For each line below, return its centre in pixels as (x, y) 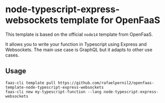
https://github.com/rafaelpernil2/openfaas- (106, 83)
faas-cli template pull (31, 83)
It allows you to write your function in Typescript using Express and (76, 44)
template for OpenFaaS (110, 20)
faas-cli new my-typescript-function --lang (53, 92)
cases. (12, 55)
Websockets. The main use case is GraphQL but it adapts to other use (79, 49)
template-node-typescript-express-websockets (54, 87)
